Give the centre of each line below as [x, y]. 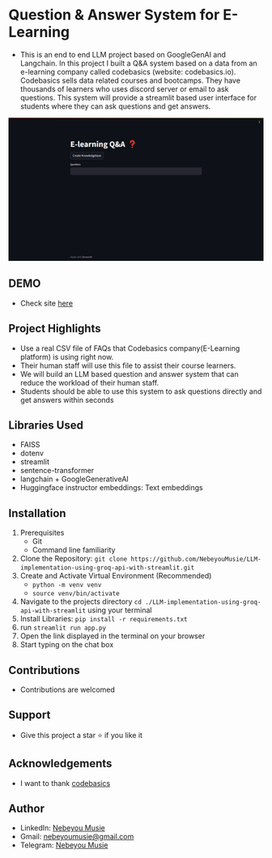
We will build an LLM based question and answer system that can [129, 374]
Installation [37, 513]
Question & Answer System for [114, 15]
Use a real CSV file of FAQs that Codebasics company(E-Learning [130, 348]
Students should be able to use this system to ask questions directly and [141, 391]
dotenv [32, 453]
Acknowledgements [60, 764]
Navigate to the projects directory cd [81, 602]
